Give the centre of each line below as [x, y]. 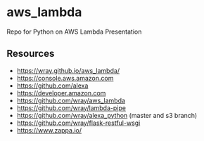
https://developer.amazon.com [61, 93]
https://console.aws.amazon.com [65, 78]
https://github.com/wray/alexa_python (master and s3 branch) [107, 115]
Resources [31, 54]
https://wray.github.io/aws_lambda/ [68, 70]
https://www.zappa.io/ [49, 130]
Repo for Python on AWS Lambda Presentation [74, 32]
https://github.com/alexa [52, 86]
